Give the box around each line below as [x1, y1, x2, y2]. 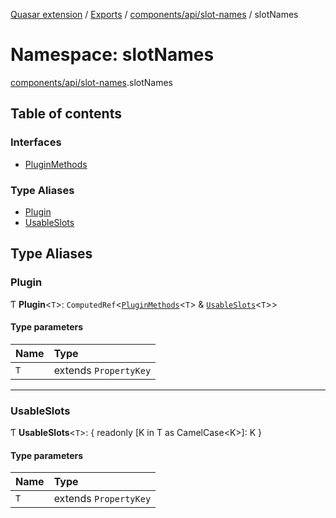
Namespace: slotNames [10, 44, 215, 66]
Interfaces [10, 135, 62, 149]
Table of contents [10, 105, 122, 123]
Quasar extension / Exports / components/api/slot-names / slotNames [10, 9, 299, 20]
